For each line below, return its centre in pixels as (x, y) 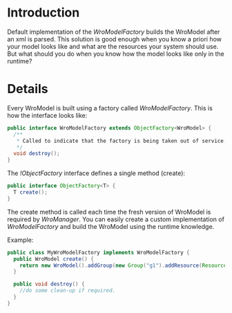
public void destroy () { (49, 284)
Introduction (43, 13)
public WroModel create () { (54, 259)
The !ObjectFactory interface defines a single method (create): (96, 173)
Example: (20, 240)
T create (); (31, 192)
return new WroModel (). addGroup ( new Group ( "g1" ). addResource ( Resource (123, 265)
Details (28, 89)
